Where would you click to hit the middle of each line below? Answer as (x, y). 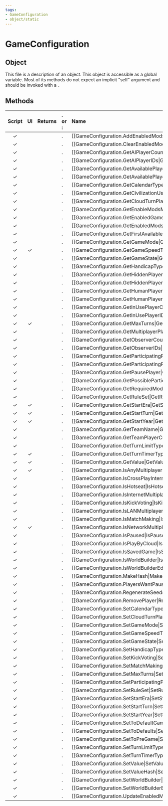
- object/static (22, 19)
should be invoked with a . (33, 85)
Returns (47, 121)
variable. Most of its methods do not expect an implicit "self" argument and (82, 80)
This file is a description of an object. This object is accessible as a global (81, 74)
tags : (11, 10)
